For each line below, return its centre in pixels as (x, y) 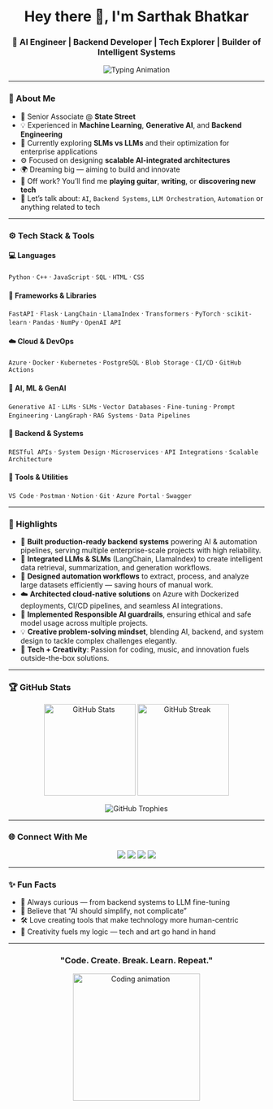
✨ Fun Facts (32, 884)
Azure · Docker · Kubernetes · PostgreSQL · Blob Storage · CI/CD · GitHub (125, 362)
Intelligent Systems (136, 52)
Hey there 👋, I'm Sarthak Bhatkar (136, 17)
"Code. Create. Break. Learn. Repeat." (136, 961)
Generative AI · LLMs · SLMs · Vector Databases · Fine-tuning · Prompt (122, 406)
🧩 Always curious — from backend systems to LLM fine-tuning (125, 902)
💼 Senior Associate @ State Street (78, 116)
